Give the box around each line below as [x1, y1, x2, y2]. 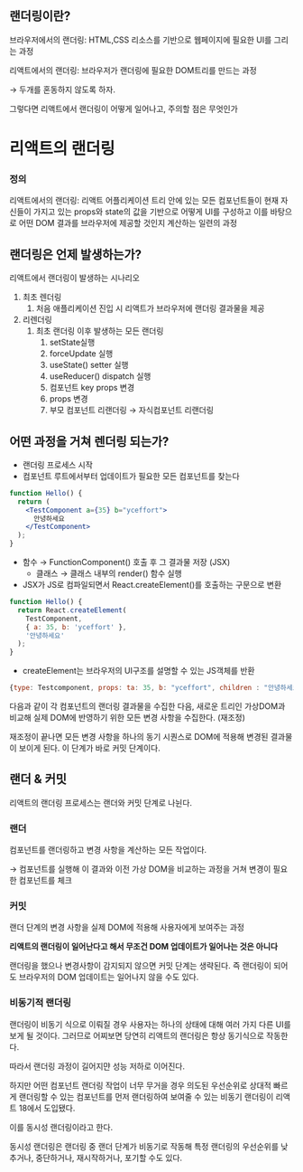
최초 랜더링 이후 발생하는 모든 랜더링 [35, 326, 164, 336]
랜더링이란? [9, 8, 71, 24]
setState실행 [49, 337, 96, 348]
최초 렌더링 [22, 292, 62, 303]
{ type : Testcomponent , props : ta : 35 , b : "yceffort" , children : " [9, 684, 269, 693]
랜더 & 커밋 [9, 771, 68, 787]
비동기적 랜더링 [9, 997, 72, 1009]
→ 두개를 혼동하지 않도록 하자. [9, 84, 115, 95]
